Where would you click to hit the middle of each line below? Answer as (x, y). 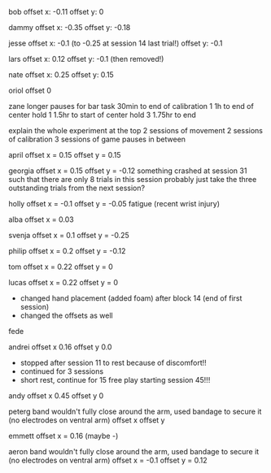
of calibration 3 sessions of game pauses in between (97, 139)
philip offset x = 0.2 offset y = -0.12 (67, 251)
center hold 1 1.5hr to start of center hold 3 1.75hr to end (103, 115)
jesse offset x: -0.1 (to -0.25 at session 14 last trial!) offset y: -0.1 (116, 43)
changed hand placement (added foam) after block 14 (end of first (131, 298)
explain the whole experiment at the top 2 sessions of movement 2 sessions (135, 130)
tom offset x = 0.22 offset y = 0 (61, 267)
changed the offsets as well (66, 315)
